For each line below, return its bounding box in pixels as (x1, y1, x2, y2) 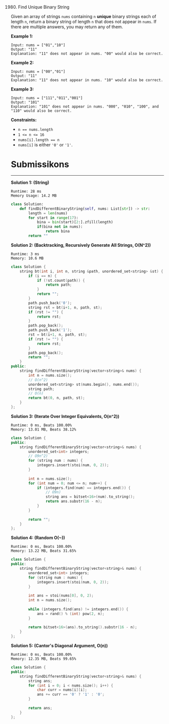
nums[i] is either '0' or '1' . (17, 142, 73, 147)
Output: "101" (11, 100, 40, 105)
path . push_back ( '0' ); (28, 300, 72, 306)
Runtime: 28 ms (11, 189, 42, 194)
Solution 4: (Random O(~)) (11, 535, 66, 541)
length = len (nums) (28, 211, 68, 216)
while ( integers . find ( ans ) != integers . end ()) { (28, 607, 129, 612)
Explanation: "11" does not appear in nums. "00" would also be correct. (11, 51, 164, 56)
